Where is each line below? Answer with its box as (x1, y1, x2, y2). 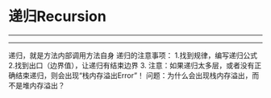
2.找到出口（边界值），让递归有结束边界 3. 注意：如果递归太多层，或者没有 (8, 60, 255, 70)
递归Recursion (8, 7, 106, 26)
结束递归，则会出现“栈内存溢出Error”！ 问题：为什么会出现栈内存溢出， (15, 70, 252, 80)
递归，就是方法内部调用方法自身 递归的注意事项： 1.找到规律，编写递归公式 (8, 50, 258, 60)
